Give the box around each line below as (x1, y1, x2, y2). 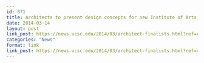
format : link (6, 43, 39, 49)
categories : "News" (6, 37, 56, 43)
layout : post (6, 25, 39, 32)
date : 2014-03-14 (6, 20, 50, 26)
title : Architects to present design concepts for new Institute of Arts (6, 14, 197, 20)
